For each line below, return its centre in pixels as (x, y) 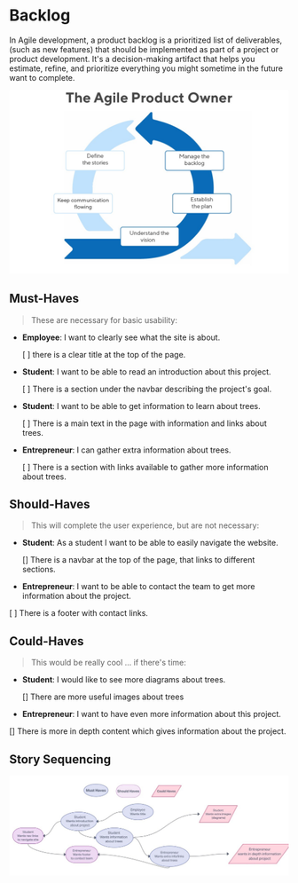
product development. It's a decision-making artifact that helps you (132, 59)
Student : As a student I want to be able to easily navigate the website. (150, 543)
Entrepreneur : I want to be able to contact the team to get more (138, 587)
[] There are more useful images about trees (103, 697)
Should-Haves (50, 504)
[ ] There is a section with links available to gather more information (145, 467)
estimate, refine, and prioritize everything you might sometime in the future (146, 68)
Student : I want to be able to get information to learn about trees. (141, 406)
